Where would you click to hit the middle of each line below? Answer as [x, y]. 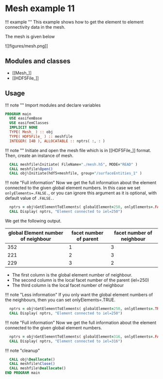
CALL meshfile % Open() [31, 169]
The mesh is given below [30, 36]
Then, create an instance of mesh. [39, 155]
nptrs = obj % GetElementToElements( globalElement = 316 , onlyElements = [81, 336]
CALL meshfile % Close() [32, 364]
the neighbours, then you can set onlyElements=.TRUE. [60, 300]
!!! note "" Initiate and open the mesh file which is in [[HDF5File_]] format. [78, 150]
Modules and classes [38, 61]
